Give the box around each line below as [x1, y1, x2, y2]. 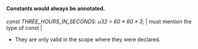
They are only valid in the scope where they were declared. [14, 36, 161, 43]
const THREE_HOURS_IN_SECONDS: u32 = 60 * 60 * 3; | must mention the [6, 18, 192, 25]
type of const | [6, 24, 43, 32]
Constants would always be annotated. [6, 5, 106, 12]
